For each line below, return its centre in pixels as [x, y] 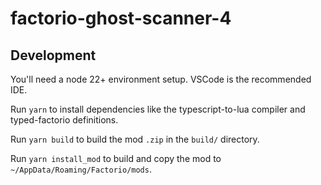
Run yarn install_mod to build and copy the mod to [116, 158]
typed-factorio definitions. [64, 120]
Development [53, 55]
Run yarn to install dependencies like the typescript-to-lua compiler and [158, 109]
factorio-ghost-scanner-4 [121, 18]
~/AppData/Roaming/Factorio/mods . [81, 169]
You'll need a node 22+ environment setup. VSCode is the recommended [161, 79]
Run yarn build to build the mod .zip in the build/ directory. [135, 139]
